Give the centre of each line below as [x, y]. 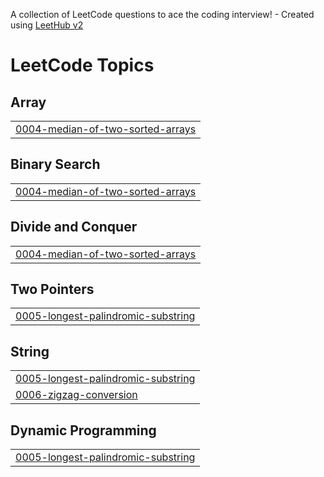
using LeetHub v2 [47, 25]
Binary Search [55, 164]
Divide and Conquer [74, 227]
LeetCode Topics [82, 65]
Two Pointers [52, 289]
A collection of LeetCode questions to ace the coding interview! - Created [162, 14]
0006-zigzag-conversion [76, 395]
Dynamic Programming [83, 430]
